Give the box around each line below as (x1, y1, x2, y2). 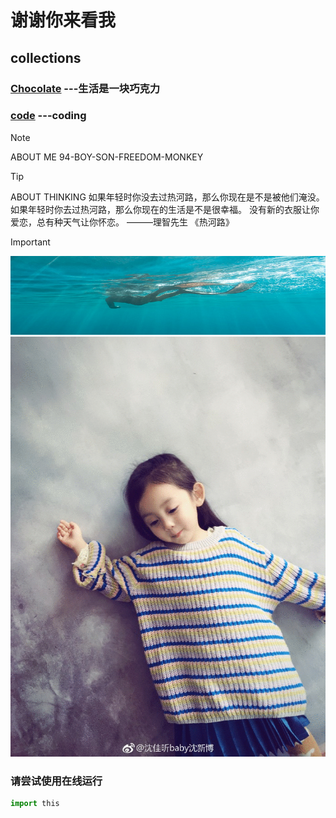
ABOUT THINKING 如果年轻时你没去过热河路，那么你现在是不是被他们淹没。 (10, 191, 325, 203)
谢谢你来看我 (10, 9, 117, 32)
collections (10, 49, 82, 66)
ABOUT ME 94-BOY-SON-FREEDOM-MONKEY (10, 151, 204, 163)
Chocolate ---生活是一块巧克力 (10, 81, 161, 95)
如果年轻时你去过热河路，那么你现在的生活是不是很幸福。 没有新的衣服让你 (10, 203, 320, 215)
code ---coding (10, 109, 87, 123)
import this (10, 799, 60, 809)
